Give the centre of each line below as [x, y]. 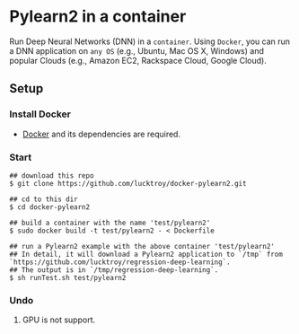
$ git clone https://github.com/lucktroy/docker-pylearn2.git [128, 183]
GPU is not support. [59, 320]
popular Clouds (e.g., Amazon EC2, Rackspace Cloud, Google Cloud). [138, 60]
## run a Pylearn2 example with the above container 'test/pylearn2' [142, 246]
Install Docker [40, 114]
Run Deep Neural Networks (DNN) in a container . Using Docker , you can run [149, 41]
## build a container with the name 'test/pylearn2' [110, 223]
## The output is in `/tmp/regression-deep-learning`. [114, 270]
